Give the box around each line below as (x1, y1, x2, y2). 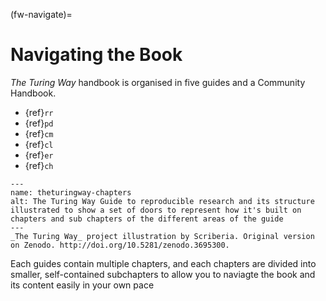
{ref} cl (24, 138, 54, 150)
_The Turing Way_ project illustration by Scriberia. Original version (10, 231, 315, 241)
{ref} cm (24, 127, 54, 139)
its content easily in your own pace (10, 279, 155, 291)
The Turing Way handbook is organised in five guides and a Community (10, 76, 306, 88)
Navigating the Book (10, 44, 183, 66)
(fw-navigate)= (10, 9, 73, 20)
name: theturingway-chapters (10, 187, 132, 198)
